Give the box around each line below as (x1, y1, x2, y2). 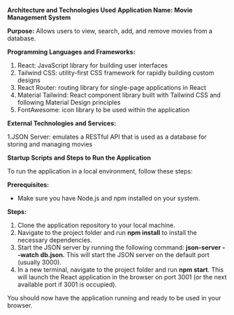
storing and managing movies (7, 140, 93, 148)
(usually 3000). (17, 258, 61, 266)
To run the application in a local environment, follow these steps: (7, 167, 193, 175)
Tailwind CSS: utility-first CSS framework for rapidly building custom (17, 69, 214, 77)
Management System (7, 13, 71, 22)
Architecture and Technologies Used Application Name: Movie (7, 6, 193, 14)
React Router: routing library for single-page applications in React (17, 84, 207, 91)
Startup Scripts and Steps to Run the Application (7, 153, 152, 162)
